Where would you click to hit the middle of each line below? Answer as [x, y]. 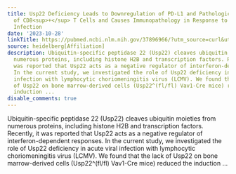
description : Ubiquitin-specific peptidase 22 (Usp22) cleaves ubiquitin [118, 53]
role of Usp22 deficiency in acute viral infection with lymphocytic [101, 148]
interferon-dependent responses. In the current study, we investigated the [115, 141]
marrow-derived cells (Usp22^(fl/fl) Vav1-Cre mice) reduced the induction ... [118, 163]
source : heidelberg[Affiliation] [56, 46]
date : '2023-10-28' [36, 33]
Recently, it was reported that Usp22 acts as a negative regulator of [105, 133]
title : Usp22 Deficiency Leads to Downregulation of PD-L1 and [102, 14]
